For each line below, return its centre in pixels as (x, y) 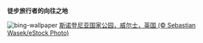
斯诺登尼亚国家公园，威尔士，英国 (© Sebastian (127, 25)
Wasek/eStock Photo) (38, 33)
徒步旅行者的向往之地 (37, 11)
